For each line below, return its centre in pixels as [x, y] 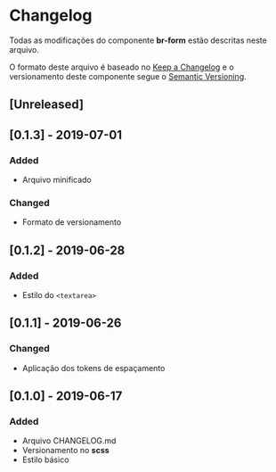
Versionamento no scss [65, 451]
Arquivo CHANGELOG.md [69, 441]
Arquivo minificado [57, 180]
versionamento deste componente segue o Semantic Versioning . [128, 76]
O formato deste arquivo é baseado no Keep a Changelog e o [122, 67]
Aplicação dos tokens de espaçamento [93, 368]
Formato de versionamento [72, 222]
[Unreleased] [47, 105]
